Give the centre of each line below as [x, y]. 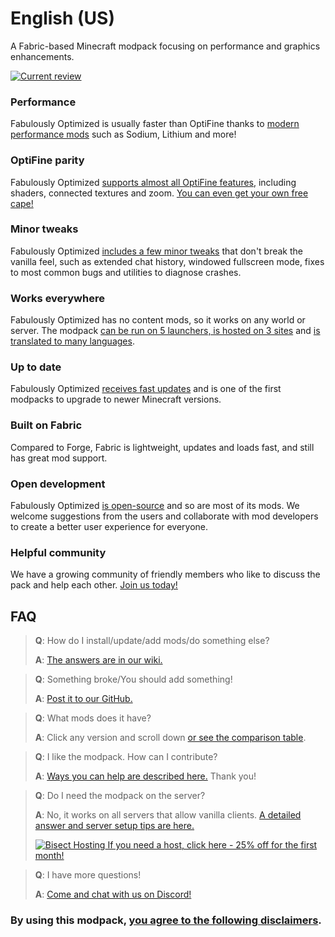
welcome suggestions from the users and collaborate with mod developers [164, 516]
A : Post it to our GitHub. [83, 699]
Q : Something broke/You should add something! [133, 679]
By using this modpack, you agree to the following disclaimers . [166, 920]
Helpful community [58, 552]
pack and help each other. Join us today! [94, 585]
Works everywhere [57, 298]
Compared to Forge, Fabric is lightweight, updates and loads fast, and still [162, 447]
